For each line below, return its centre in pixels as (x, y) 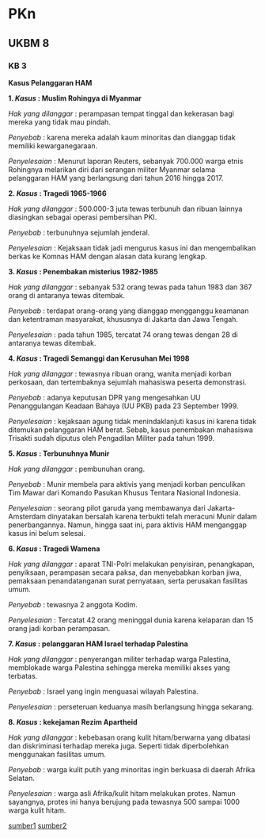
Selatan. (22, 778)
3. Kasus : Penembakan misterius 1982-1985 (83, 271)
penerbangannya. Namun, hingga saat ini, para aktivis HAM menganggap (128, 525)
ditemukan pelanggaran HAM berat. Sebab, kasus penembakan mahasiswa (131, 430)
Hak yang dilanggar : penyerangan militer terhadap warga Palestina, (119, 659)
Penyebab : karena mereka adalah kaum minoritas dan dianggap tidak (122, 137)
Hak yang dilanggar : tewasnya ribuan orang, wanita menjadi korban (120, 373)
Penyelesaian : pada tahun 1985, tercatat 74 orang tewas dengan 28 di (123, 335)
